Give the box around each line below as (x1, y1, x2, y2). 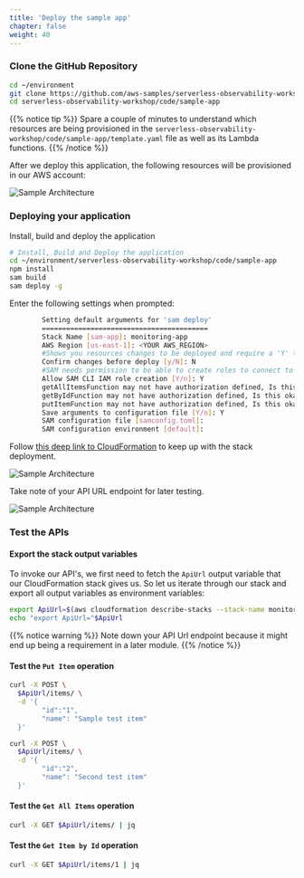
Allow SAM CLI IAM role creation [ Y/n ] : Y (42, 375, 204, 384)
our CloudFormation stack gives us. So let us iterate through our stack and (9, 578, 287, 589)
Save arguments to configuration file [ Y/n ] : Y (42, 408, 224, 417)
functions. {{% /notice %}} (9, 142, 109, 154)
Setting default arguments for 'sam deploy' (42, 315, 213, 324)
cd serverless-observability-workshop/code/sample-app (9, 97, 221, 107)
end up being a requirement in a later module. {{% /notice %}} (9, 640, 242, 651)
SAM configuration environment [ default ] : (42, 425, 204, 434)
